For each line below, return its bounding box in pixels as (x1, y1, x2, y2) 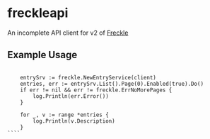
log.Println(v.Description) (33, 117, 115, 125)
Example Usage (7, 49, 78, 61)
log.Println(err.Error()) (33, 92, 110, 100)
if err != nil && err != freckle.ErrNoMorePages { (20, 87, 173, 94)
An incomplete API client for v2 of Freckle (7, 28, 129, 37)
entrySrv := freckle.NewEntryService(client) (20, 74, 157, 81)
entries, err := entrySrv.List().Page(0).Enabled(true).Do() (20, 80, 204, 87)
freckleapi (7, 5, 69, 21)
